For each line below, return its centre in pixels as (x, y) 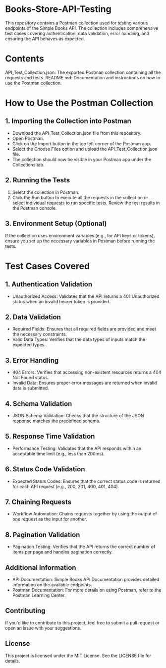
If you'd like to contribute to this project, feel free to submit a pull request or (82, 622)
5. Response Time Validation (50, 436)
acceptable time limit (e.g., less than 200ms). (58, 453)
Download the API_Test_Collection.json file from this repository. (77, 133)
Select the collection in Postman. (46, 192)
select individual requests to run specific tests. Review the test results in (86, 203)
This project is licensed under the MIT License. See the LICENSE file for (78, 656)
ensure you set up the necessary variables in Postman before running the (80, 241)
